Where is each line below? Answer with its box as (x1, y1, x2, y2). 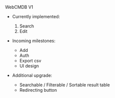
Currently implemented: (12, 14, 60, 19)
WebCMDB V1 (5, 4, 33, 10)
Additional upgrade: (12, 73, 52, 78)
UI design (19, 63, 39, 69)
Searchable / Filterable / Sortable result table (19, 82, 110, 88)
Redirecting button (19, 87, 57, 93)
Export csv (19, 58, 42, 63)
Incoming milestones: (12, 38, 55, 44)
